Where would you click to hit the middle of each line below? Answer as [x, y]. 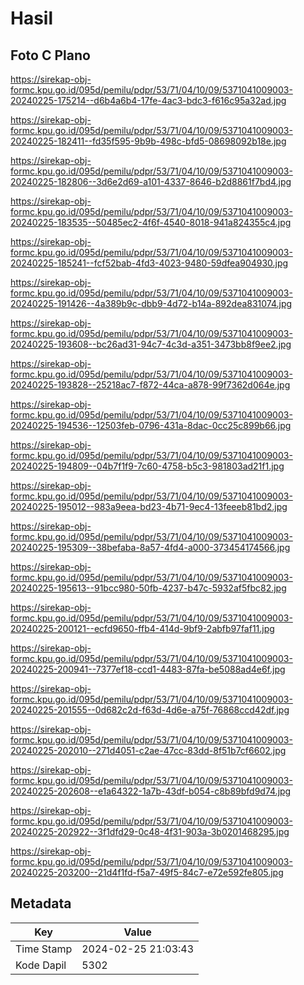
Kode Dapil [41, 965]
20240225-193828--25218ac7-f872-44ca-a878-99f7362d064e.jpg [150, 385]
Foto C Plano [50, 55]
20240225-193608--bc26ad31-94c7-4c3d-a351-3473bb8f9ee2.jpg [151, 344]
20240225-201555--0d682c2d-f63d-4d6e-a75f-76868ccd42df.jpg [150, 710]
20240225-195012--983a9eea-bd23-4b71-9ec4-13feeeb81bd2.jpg [149, 506]
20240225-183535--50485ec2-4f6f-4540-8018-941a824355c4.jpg [151, 222]
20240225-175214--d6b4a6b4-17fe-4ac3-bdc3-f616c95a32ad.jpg [148, 100]
